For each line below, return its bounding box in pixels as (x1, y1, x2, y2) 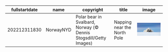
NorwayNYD (45, 27, 71, 33)
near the (114, 24, 131, 30)
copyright (82, 6, 103, 12)
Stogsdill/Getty (75, 35, 106, 41)
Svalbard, (75, 19, 95, 25)
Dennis (75, 29, 90, 35)
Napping (114, 19, 131, 25)
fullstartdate (11, 6, 38, 12)
